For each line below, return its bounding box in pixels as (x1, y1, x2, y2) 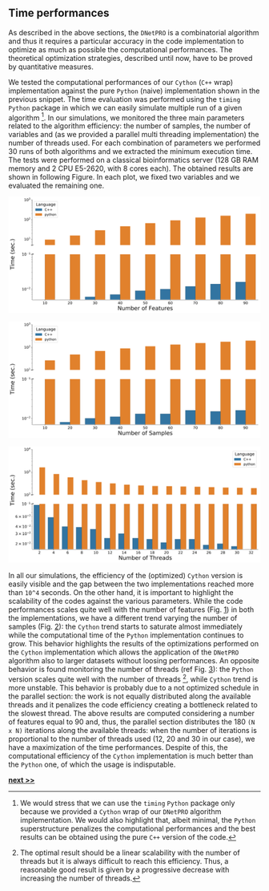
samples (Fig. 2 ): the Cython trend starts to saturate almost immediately (8, 622, 243, 631)
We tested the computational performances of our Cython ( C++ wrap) (8, 77, 234, 87)
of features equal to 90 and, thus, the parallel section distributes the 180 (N (8, 717, 255, 727)
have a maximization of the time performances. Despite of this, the (8, 742, 228, 752)
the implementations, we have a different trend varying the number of (8, 613, 238, 622)
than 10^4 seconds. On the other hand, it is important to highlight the (8, 587, 234, 597)
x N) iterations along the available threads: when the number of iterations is (8, 725, 258, 735)
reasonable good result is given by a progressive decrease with (19, 865, 230, 874)
